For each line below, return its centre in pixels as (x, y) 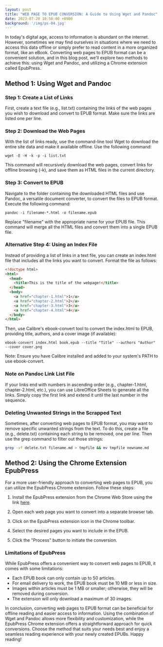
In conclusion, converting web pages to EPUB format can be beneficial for (79, 608)
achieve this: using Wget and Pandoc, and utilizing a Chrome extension (76, 63)
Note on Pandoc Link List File (40, 374)
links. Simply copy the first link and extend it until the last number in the (77, 395)
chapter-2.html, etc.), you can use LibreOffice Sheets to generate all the (77, 390)
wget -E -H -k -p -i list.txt (36, 156)
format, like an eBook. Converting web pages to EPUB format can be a (75, 53)
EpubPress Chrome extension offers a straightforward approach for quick (79, 624)
